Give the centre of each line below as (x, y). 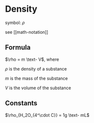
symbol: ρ (15, 23)
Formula (18, 48)
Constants (21, 103)
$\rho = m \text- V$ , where (32, 59)
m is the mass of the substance (37, 78)
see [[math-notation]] (27, 32)
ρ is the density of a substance (36, 69)
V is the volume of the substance (38, 88)
